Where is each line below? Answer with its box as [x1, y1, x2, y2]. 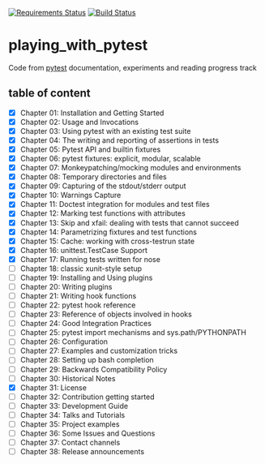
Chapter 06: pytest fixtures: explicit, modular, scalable [19, 154, 201, 164]
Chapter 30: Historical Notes [19, 373, 116, 383]
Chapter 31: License [19, 382, 88, 393]
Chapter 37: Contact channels [19, 438, 121, 447]
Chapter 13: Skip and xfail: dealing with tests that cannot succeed [19, 217, 239, 227]
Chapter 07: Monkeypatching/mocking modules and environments [19, 163, 241, 173]
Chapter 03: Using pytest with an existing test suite [19, 126, 191, 135]
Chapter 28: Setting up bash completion [19, 355, 154, 365]
